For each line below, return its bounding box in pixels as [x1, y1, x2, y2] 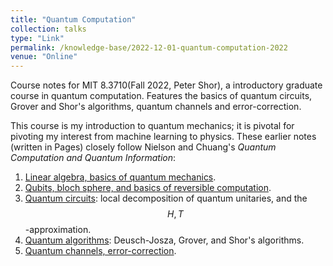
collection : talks [10, 24, 87, 34]
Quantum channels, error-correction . [24, 245, 177, 257]
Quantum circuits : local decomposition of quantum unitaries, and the [24, 192, 308, 205]
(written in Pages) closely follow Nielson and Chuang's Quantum [10, 141, 277, 153]
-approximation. [24, 224, 92, 236]
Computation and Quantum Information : [10, 152, 177, 164]
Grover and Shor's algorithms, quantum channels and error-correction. [10, 101, 302, 113]
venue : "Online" [10, 52, 78, 62]
